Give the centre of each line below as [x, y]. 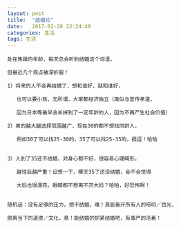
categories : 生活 [31, 33]
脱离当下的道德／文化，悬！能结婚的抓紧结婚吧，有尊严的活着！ [84, 218]
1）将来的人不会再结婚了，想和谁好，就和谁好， [65, 86]
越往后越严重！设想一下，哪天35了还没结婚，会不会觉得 [84, 172]
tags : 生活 [22, 39]
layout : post [26, 13]
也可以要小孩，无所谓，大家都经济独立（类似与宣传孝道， [86, 100]
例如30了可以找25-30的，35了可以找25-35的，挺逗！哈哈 [87, 139]
